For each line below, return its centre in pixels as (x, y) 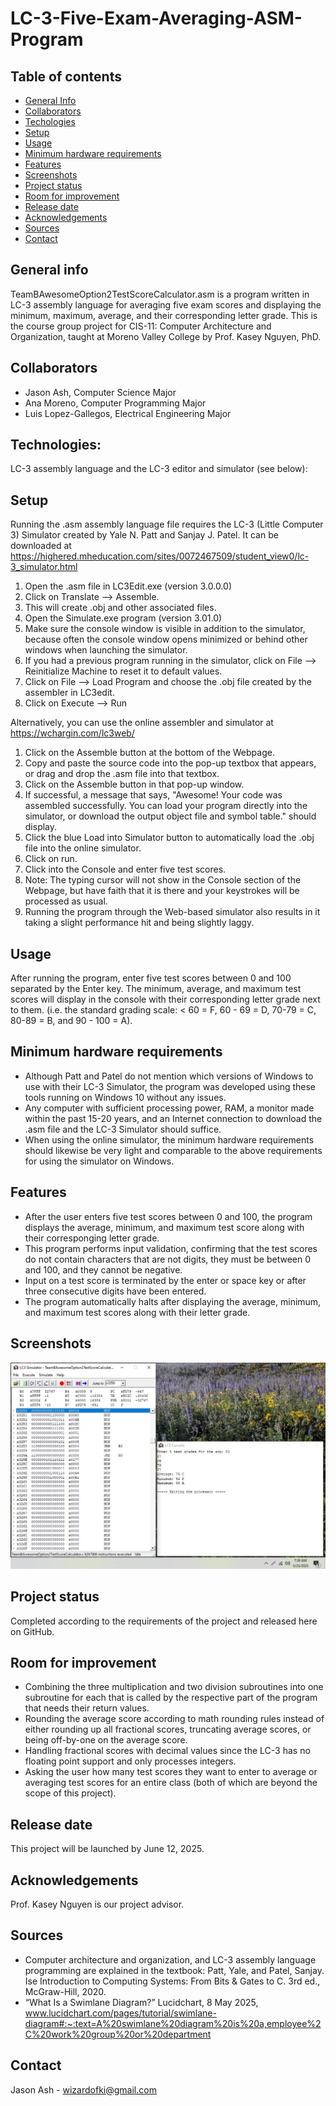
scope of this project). (70, 1793)
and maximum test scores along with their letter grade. (137, 1312)
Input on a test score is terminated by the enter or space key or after (165, 1280)
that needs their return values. (87, 1708)
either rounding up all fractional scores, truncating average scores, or (168, 1729)
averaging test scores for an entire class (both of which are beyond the (171, 1783)
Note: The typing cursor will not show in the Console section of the (163, 880)
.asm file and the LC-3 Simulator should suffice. (123, 1129)
